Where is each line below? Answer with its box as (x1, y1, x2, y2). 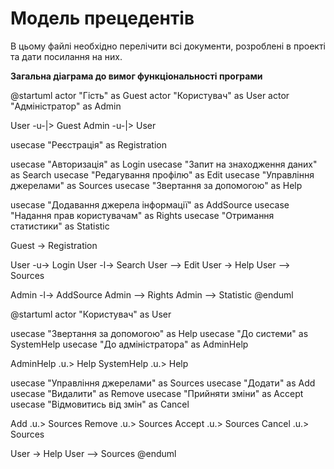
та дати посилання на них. (10, 50, 123, 62)
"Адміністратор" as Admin (10, 100, 122, 112)
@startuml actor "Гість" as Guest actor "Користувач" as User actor (10, 89, 290, 101)
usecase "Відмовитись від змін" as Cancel (10, 398, 190, 410)
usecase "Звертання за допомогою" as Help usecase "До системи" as (10, 327, 309, 339)
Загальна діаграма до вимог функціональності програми (10, 70, 263, 82)
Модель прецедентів (10, 7, 195, 30)
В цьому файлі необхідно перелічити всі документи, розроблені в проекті (10, 40, 326, 52)
